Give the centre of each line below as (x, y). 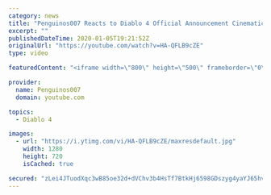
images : (21, 134)
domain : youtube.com (50, 97)
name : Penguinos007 (48, 89)
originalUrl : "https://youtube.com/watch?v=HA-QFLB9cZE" (106, 46)
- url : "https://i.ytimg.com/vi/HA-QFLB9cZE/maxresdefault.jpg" (126, 142)
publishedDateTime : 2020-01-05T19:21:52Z (79, 38)
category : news (34, 16)
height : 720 (43, 156)
